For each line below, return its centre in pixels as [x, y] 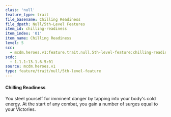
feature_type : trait [27, 15]
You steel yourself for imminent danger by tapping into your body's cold [81, 99]
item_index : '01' [24, 33]
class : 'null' [20, 10]
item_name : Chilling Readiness [38, 38]
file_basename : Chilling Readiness [43, 19]
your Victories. [21, 109]
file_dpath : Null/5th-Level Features [45, 24]
